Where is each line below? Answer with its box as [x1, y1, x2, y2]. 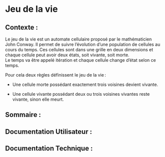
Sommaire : [5, 111, 41, 119]
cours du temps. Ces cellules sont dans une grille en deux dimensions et [5, 47, 154, 52]
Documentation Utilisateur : [5, 127, 93, 136]
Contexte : [5, 23, 38, 32]
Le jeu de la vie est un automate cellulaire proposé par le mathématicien [5, 36, 152, 42]
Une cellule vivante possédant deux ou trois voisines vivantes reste [12, 91, 150, 97]
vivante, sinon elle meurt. [12, 96, 64, 102]
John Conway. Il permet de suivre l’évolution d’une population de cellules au [5, 41, 161, 47]
